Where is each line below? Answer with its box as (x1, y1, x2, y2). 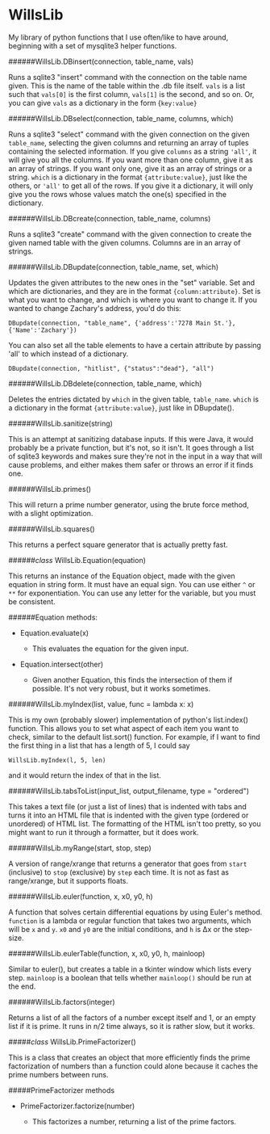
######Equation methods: (8, 612, 98, 622)
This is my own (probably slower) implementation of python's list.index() (8, 715, 248, 724)
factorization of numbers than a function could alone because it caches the (8, 1060, 259, 1071)
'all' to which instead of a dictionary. (8, 349, 129, 359)
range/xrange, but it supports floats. (8, 876, 129, 885)
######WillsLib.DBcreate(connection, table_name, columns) (8, 213, 211, 223)
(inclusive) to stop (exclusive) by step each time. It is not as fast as (8, 867, 230, 877)
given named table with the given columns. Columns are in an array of (8, 237, 241, 247)
